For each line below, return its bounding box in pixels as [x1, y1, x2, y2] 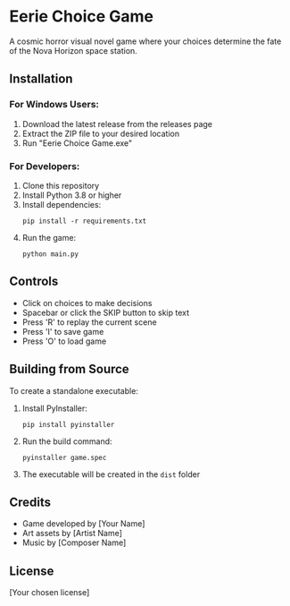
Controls [9, 274, 59, 289]
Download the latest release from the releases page [21, 118, 212, 129]
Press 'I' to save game [21, 326, 104, 337]
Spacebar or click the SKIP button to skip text [21, 307, 190, 318]
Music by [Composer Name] [21, 537, 127, 548]
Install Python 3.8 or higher [21, 190, 122, 201]
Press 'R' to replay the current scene [21, 316, 158, 328]
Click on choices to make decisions [21, 297, 153, 308]
